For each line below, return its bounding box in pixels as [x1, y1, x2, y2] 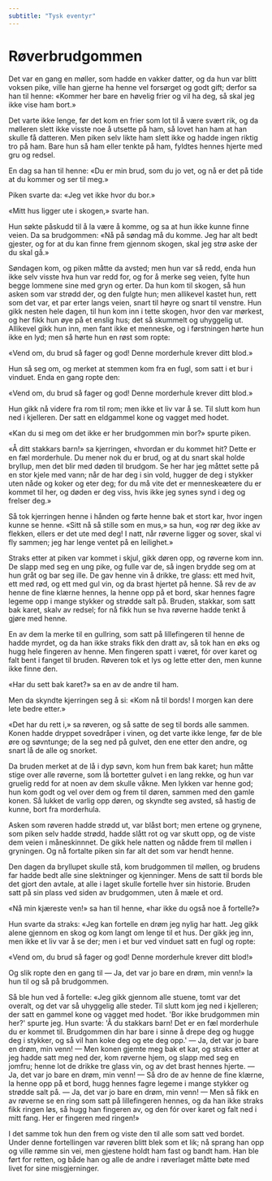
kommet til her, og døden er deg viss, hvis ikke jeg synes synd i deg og [8, 487, 246, 496]
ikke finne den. [8, 664, 58, 673]
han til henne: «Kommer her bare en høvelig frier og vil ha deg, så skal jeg [8, 91, 256, 101]
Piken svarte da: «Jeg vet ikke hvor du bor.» [8, 190, 156, 200]
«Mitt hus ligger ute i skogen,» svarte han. [8, 205, 149, 215]
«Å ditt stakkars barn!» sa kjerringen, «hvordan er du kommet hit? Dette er [8, 443, 257, 453]
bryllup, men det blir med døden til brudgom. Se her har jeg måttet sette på [8, 461, 260, 471]
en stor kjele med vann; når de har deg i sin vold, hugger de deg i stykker [8, 469, 253, 479]
